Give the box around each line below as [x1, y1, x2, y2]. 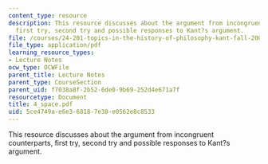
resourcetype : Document [8, 93, 88, 101]
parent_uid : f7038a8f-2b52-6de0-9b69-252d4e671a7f [8, 85, 180, 94]
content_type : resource [8, 11, 88, 20]
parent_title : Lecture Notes [8, 71, 105, 79]
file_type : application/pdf [8, 41, 102, 49]
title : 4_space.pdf [8, 100, 73, 108]
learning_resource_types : [8, 49, 94, 57]
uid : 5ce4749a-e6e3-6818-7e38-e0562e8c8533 [8, 108, 156, 116]
